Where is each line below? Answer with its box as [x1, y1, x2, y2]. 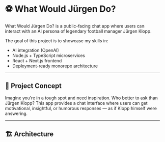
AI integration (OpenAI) [12, 47, 59, 53]
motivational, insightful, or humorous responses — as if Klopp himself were [5, 105, 157, 111]
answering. [5, 111, 28, 116]
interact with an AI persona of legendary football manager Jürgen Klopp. [5, 28, 152, 34]
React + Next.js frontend [12, 57, 62, 63]
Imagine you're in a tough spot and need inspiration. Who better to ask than [5, 95, 158, 101]
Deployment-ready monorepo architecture [12, 63, 98, 69]
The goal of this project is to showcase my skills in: [5, 37, 109, 44]
